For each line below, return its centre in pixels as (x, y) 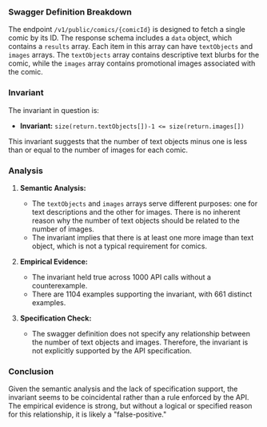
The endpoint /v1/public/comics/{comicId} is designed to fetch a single (127, 30)
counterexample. (60, 285)
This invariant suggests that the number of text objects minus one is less (128, 141)
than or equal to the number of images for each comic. (98, 150)
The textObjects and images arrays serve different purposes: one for (145, 203)
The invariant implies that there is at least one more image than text (143, 237)
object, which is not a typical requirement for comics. (120, 246)
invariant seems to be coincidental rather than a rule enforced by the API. (129, 397)
